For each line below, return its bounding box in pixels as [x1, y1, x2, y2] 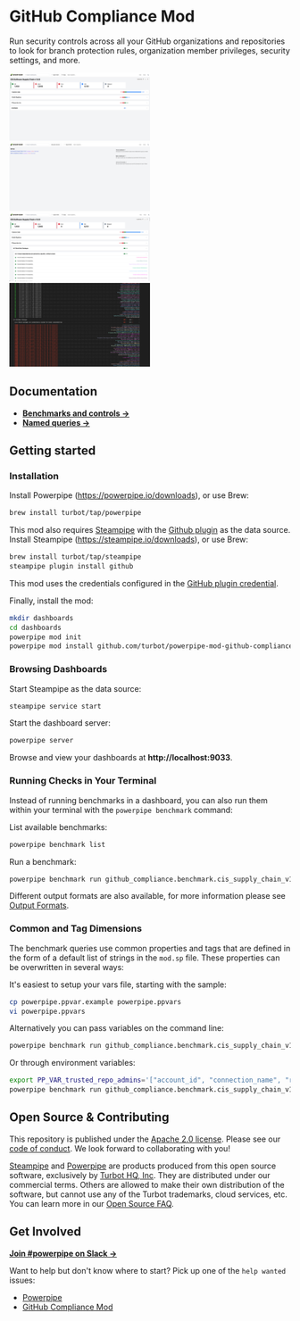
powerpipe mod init [9, 632, 82, 642]
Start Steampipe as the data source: [9, 683, 142, 694]
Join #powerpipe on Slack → [9, 1248, 118, 1259]
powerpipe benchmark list [9, 840, 105, 849]
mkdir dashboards [9, 613, 74, 622]
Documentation [9, 384, 98, 399]
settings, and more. [9, 54, 80, 65]
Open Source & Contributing [9, 1109, 170, 1126]
